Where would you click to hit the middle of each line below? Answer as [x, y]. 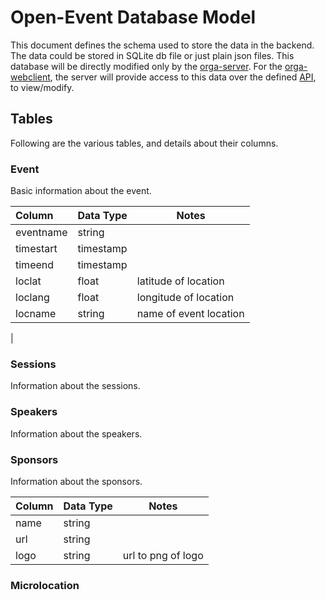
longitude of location [185, 298]
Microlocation [45, 585]
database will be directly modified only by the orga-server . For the [146, 66]
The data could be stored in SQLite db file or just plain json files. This [152, 55]
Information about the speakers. [76, 433]
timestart [36, 249]
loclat [28, 281]
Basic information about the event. [81, 191]
